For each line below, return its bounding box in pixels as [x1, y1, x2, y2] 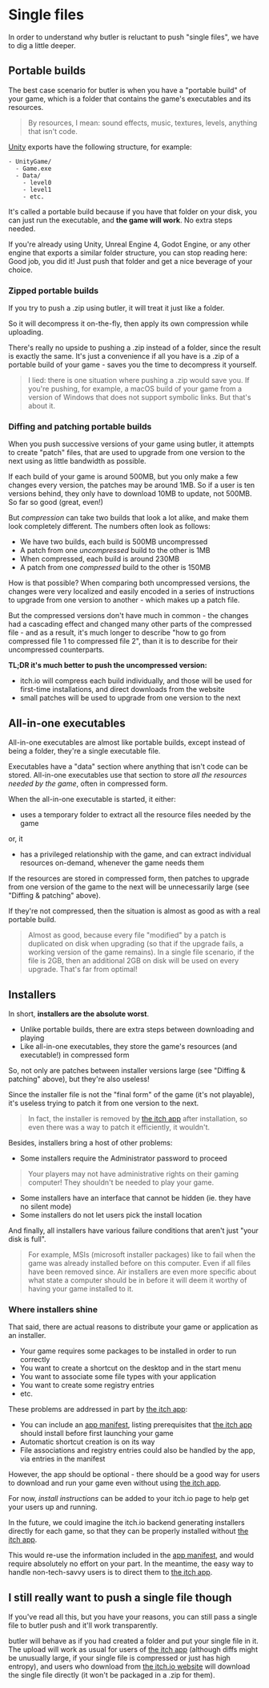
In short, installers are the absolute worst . [8, 1009, 150, 1019]
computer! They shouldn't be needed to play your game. [27, 1178, 215, 1187]
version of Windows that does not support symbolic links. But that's [27, 393, 251, 402]
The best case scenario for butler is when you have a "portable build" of [8, 85, 247, 95]
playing [19, 1033, 45, 1043]
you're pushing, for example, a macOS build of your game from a [27, 384, 243, 394]
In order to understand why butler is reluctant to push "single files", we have [8, 32, 259, 42]
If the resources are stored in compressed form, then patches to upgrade [8, 873, 250, 884]
